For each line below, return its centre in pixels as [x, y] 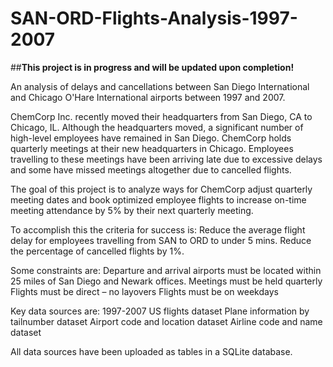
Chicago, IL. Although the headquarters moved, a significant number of [157, 127]
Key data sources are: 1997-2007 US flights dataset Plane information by [160, 311]
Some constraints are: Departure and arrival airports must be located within [166, 270]
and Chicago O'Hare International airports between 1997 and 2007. [148, 97]
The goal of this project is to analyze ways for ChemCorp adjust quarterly [161, 189]
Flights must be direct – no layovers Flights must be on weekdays [144, 291]
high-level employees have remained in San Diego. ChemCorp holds [151, 138]
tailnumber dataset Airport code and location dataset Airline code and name [166, 321]
